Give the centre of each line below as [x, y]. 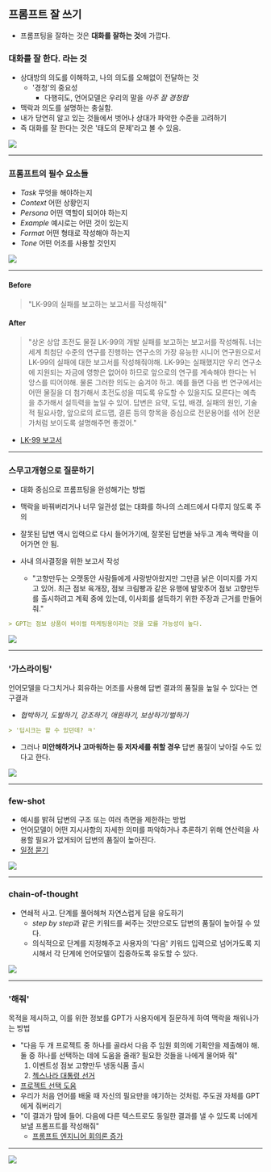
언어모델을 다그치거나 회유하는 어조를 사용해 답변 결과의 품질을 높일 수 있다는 [129, 688]
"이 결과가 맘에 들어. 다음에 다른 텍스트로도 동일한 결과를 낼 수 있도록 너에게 [139, 1116]
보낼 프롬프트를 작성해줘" [59, 1126]
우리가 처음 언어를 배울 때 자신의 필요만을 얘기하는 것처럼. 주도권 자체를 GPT [140, 1096]
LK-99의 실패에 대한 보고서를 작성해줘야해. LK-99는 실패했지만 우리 [134, 362]
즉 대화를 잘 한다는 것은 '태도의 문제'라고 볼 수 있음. [100, 128]
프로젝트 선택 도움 [48, 1086]
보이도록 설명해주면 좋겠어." [93, 422]
